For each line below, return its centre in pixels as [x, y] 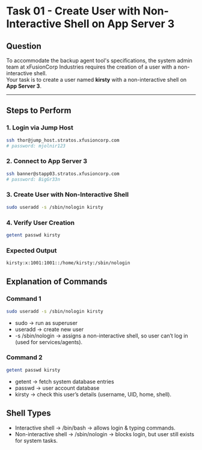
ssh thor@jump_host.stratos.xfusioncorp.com [63, 140]
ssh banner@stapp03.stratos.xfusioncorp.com [63, 174]
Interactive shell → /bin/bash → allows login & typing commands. [95, 428]
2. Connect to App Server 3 [47, 161]
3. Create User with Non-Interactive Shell [68, 195]
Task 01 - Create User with [73, 11]
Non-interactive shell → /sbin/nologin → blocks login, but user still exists [104, 434]
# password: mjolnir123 [36, 146]
